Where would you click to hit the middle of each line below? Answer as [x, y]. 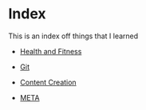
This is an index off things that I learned [73, 36]
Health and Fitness [51, 51]
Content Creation [48, 82]
